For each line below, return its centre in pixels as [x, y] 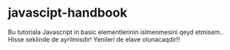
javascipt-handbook [68, 13]
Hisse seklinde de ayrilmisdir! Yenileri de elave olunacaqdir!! [94, 39]
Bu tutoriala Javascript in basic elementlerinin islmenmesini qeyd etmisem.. [116, 32]
